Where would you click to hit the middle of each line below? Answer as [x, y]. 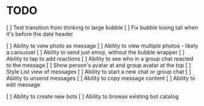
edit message [23, 84]
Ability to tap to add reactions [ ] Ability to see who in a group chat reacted [100, 58]
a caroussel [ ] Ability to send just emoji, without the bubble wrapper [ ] [95, 52]
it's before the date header [40, 34]
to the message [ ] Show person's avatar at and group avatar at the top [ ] [99, 65]
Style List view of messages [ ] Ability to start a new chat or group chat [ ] [99, 71]
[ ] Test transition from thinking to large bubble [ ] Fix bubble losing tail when [102, 27]
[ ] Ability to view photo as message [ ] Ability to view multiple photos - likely [102, 46]
